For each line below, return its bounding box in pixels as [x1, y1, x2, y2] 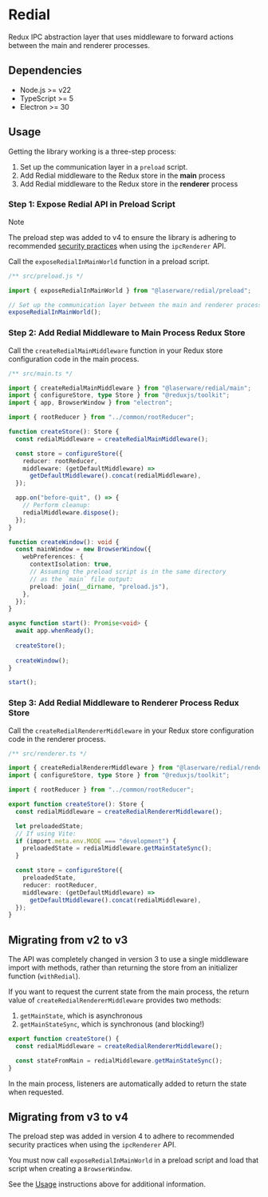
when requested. [8, 1087, 64, 1097]
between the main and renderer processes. [8, 40, 150, 50]
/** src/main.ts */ [8, 370, 73, 378]
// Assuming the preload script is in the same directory [29, 568, 227, 576]
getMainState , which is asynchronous [19, 1011, 144, 1021]
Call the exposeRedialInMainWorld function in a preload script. [8, 256, 210, 266]
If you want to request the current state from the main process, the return [8, 987, 250, 997]
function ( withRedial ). [8, 971, 81, 981]
